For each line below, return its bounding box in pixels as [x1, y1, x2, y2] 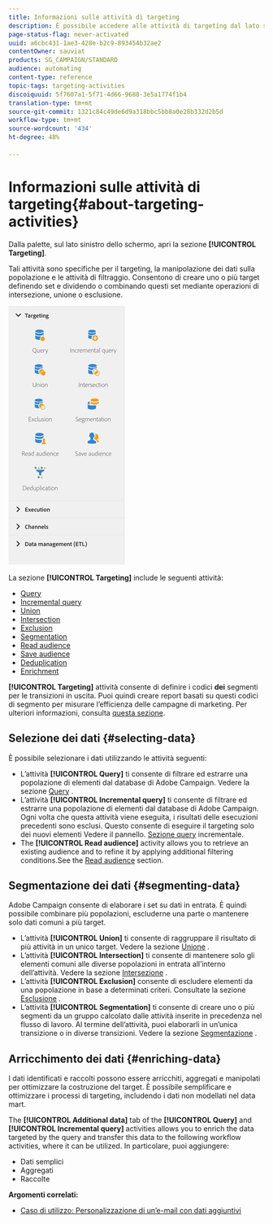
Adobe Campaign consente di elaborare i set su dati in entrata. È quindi [8, 900, 247, 910]
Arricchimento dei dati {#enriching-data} [8, 1051, 222, 1065]
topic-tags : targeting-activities [8, 81, 126, 89]
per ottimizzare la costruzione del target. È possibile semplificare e [8, 1082, 232, 1092]
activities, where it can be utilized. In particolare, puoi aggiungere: [8, 1141, 230, 1151]
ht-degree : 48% [8, 133, 60, 141]
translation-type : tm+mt [8, 98, 93, 107]
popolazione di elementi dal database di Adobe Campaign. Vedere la [19, 777, 250, 787]
